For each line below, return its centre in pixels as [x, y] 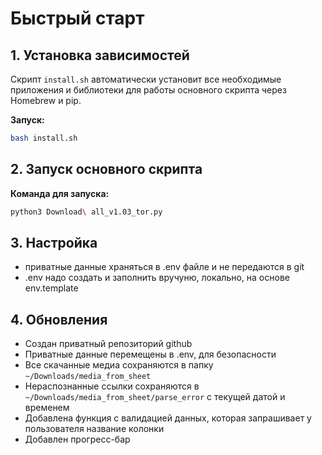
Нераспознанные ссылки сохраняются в [112, 386]
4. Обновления [59, 319]
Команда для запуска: [60, 193]
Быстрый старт [77, 18]
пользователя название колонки [94, 429]
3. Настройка [54, 242]
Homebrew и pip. [46, 100]
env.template [51, 288]
